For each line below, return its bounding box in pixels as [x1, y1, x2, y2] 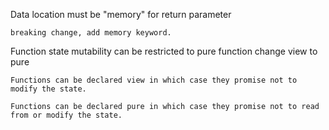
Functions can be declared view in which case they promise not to [10, 75, 298, 85]
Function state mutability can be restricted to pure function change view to [10, 45, 318, 57]
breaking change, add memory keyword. [10, 28, 172, 38]
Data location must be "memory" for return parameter [10, 9, 232, 20]
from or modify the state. [10, 110, 123, 120]
